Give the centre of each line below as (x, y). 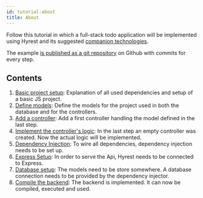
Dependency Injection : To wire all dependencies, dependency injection (104, 144)
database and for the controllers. (56, 112)
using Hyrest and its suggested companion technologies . (78, 41)
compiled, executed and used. (53, 189)
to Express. (29, 163)
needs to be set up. (39, 150)
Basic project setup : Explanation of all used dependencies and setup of (104, 93)
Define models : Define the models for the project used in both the (97, 106)
